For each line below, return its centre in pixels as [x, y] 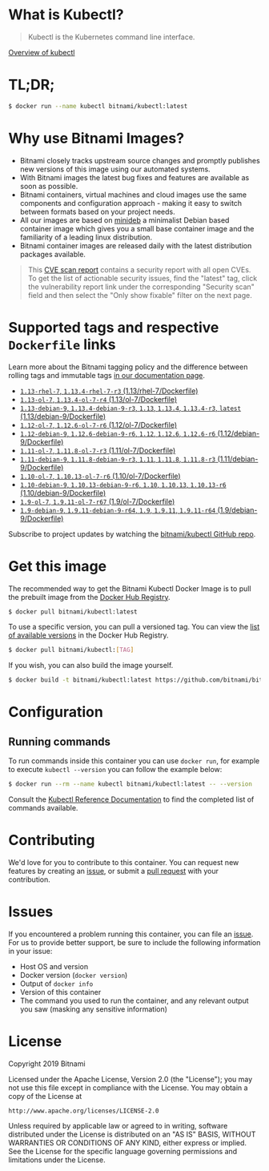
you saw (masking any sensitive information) [94, 1009]
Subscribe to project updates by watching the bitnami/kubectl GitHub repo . [132, 533]
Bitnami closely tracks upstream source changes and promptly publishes [140, 160]
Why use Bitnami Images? [96, 138]
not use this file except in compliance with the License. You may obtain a [128, 1088]
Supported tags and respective [114, 327]
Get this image [57, 566]
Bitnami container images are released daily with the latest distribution [136, 245]
